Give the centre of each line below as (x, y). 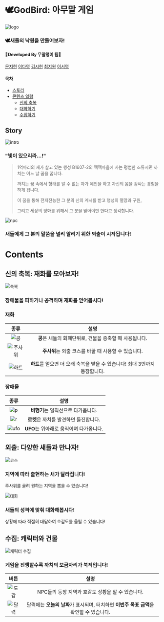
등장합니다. (92, 371)
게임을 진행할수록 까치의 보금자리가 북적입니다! (57, 565)
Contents (24, 255)
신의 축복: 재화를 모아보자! (42, 274)
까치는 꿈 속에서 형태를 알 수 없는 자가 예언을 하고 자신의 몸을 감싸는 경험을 (88, 184)
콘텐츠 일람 (23, 96)
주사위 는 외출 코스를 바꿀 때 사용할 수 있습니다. (92, 351)
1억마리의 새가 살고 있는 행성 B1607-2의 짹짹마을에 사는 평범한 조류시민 (85, 167)
